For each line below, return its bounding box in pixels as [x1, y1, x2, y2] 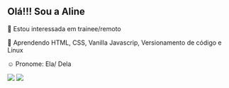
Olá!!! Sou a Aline [7, 6, 85, 18]
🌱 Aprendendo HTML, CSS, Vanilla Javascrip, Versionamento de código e [7, 38, 222, 47]
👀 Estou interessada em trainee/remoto [7, 24, 122, 33]
